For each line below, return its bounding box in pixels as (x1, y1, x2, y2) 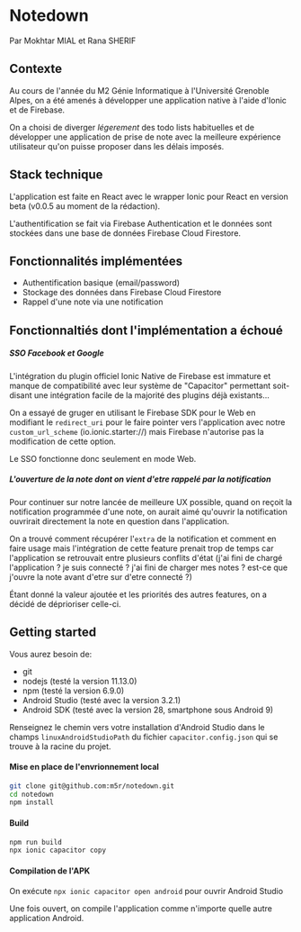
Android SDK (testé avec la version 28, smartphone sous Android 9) (22, 704, 274, 715)
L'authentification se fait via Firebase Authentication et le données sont (9, 218, 272, 229)
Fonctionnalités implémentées (9, 253, 183, 268)
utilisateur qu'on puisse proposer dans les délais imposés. (9, 140, 225, 151)
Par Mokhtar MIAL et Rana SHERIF (9, 35, 137, 46)
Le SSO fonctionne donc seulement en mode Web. (9, 453, 197, 464)
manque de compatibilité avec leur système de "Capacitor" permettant (9, 380, 271, 391)
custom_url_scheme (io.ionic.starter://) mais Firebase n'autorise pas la (9, 426, 265, 437)
